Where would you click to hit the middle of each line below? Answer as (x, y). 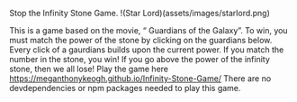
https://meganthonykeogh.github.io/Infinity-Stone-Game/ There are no (140, 79)
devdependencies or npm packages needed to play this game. (125, 88)
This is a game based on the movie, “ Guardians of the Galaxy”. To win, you (148, 30)
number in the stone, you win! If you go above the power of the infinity (139, 59)
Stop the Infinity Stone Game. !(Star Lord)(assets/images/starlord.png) (139, 13)
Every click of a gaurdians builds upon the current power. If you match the (147, 50)
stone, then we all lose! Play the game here (89, 69)
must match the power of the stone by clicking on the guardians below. (141, 40)
